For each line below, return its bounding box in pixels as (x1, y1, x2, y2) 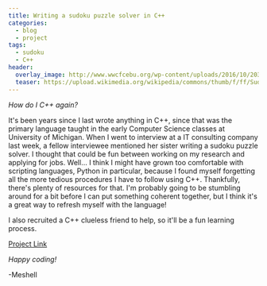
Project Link (8, 239, 48, 249)
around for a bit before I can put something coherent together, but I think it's (8, 191, 258, 201)
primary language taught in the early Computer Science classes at (8, 124, 225, 133)
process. (8, 223, 37, 233)
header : (8, 64, 34, 71)
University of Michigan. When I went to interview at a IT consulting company (8, 132, 258, 141)
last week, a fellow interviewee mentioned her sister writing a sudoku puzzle (8, 141, 258, 150)
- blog (15, 26, 37, 34)
